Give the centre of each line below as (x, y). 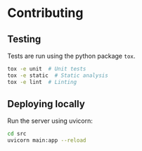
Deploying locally (46, 104)
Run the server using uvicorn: (50, 121)
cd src (17, 134)
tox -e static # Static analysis (58, 75)
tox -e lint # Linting (42, 82)
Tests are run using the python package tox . (71, 56)
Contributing (45, 13)
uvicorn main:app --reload (47, 140)
